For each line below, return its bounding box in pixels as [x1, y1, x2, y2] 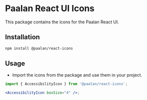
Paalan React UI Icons [5, 3, 95, 14]
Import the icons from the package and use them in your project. [12, 72, 143, 78]
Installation [5, 33, 40, 41]
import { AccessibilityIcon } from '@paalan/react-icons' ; [5, 82, 128, 86]
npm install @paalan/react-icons [5, 46, 73, 51]
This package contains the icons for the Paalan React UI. [5, 19, 119, 25]
